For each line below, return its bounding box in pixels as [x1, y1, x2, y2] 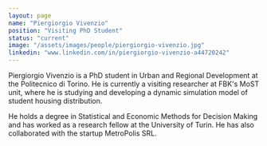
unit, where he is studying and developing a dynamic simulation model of [8, 88, 249, 97]
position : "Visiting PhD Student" [8, 26, 124, 34]
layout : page [8, 11, 52, 20]
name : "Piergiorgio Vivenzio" [8, 19, 109, 27]
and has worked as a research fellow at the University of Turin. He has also [8, 120, 255, 129]
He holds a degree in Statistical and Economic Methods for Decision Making [8, 112, 258, 120]
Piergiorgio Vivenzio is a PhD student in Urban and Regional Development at [8, 71, 258, 80]
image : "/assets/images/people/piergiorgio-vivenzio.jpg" [8, 41, 205, 49]
